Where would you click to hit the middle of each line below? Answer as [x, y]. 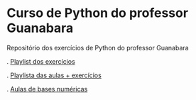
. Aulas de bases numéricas [47, 89]
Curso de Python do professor [98, 13]
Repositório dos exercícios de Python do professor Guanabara [98, 48]
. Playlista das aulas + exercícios [54, 75]
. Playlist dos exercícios [41, 61]
